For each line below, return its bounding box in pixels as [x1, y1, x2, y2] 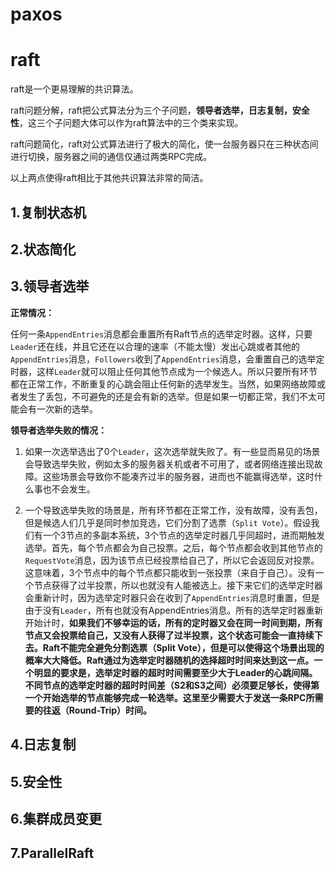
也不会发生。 [42, 483, 96, 495]
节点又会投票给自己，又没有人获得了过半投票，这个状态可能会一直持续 [24, 629, 315, 641]
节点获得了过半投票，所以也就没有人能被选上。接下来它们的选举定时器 [33, 579, 323, 591]
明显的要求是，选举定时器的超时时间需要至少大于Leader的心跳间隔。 [33, 666, 318, 678]
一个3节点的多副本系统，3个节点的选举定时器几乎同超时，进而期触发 [42, 529, 326, 541]
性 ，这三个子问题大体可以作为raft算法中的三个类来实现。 [10, 117, 244, 129]
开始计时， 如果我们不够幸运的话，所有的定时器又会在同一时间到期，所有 [24, 616, 323, 628]
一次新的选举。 [36, 403, 98, 415]
